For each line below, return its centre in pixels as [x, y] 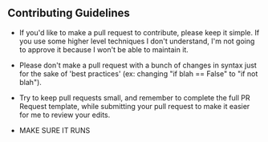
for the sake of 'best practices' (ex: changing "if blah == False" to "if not [138, 73]
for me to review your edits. [65, 115]
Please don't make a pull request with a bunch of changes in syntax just [138, 65]
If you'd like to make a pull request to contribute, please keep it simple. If [139, 32]
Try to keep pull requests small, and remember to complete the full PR [134, 97]
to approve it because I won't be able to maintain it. [104, 49]
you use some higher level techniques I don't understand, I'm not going [137, 41]
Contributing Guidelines [69, 13]
